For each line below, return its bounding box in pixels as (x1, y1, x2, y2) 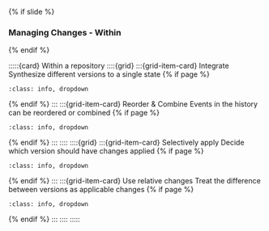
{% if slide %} (8, 7, 55, 16)
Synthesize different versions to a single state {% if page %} (8, 69, 211, 79)
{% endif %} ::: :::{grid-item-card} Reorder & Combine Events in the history (8, 99, 258, 109)
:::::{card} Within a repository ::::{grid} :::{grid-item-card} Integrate (8, 61, 229, 71)
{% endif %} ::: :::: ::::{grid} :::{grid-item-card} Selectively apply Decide (8, 137, 245, 148)
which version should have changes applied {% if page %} (8, 146, 204, 156)
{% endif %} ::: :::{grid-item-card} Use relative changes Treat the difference (8, 176, 261, 186)
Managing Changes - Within (8, 27, 122, 38)
